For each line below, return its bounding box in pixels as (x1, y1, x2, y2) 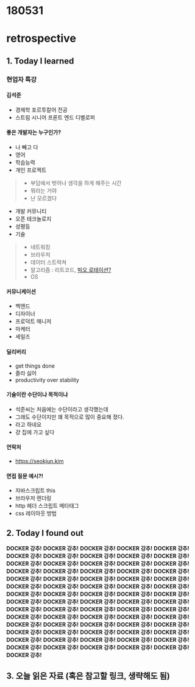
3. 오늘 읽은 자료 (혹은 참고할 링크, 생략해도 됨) (6, 671, 171, 682)
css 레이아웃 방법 (15, 510, 57, 517)
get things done (15, 362, 55, 369)
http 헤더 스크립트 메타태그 (15, 502, 79, 510)
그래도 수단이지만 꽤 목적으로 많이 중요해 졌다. (15, 413, 125, 421)
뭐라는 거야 (30, 187, 57, 194)
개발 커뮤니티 (15, 208, 47, 215)
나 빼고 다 (15, 144, 38, 151)
